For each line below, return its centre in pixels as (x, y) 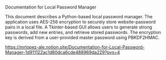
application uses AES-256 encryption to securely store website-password (81, 22)
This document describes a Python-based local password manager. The (79, 16)
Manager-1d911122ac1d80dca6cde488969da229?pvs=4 (63, 52)
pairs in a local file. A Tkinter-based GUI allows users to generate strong (79, 27)
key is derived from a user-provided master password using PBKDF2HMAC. (82, 37)
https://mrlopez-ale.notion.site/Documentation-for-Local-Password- (75, 47)
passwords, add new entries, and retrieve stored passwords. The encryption (83, 32)
